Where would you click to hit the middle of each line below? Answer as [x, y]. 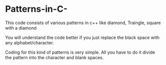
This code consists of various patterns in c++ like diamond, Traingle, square [83, 23]
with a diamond [21, 28]
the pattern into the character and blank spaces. [54, 57]
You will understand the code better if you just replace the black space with [83, 37]
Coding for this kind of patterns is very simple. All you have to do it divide [80, 52]
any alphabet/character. [30, 42]
